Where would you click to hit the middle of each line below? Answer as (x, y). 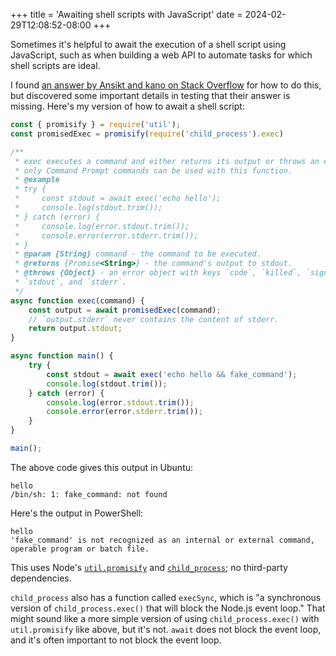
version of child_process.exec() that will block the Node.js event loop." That (168, 608)
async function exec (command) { (77, 300)
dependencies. (41, 578)
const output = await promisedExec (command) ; (125, 310)
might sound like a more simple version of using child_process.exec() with (165, 618)
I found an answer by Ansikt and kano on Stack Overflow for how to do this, (166, 85)
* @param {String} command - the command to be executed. (138, 254)
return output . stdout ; (75, 329)
